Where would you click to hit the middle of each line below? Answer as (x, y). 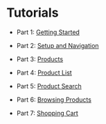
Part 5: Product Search (49, 86)
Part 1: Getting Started (48, 32)
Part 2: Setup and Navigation (58, 45)
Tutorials (33, 13)
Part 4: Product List (44, 72)
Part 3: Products (40, 59)
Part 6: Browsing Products (54, 100)
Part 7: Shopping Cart (47, 113)
